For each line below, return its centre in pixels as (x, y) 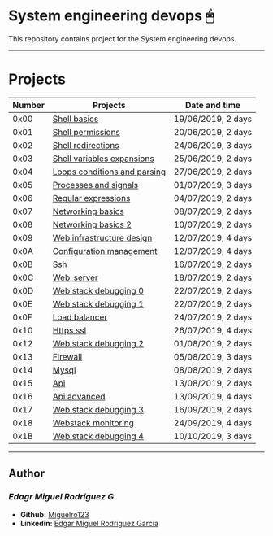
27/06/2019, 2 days (213, 172)
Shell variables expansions (103, 159)
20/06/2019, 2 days (213, 132)
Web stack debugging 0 (98, 290)
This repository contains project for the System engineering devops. (123, 38)
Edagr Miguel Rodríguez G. (63, 497)
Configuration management (105, 251)
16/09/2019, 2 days (213, 409)
